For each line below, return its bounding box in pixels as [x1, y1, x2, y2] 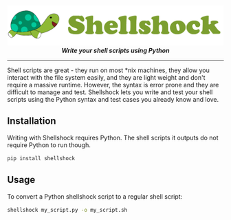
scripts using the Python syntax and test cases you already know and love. [7, 96, 219, 104]
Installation [7, 115, 56, 127]
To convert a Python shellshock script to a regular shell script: [7, 192, 183, 201]
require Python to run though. [7, 140, 91, 149]
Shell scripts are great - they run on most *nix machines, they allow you [7, 66, 210, 74]
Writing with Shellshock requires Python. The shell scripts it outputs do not [7, 133, 219, 142]
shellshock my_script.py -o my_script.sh [7, 206, 128, 213]
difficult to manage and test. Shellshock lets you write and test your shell [7, 88, 213, 96]
